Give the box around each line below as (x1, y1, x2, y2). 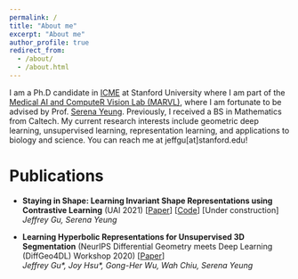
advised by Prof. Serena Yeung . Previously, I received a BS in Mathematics (9, 106, 282, 117)
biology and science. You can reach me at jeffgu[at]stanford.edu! (9, 135, 248, 145)
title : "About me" (9, 21, 77, 30)
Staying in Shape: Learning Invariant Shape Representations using (21, 195, 273, 206)
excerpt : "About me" (9, 29, 86, 38)
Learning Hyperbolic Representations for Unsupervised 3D (21, 231, 245, 242)
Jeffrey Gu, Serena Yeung (21, 214, 117, 225)
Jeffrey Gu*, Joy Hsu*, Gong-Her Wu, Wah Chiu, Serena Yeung (21, 259, 254, 270)
